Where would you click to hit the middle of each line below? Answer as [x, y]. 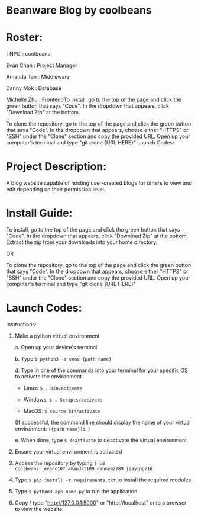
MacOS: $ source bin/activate [62, 411]
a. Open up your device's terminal [56, 347]
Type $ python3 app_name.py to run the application [76, 491]
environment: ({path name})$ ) [52, 428]
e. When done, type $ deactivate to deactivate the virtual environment [101, 440]
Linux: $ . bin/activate [53, 388]
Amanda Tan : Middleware [38, 77]
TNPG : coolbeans [28, 54]
